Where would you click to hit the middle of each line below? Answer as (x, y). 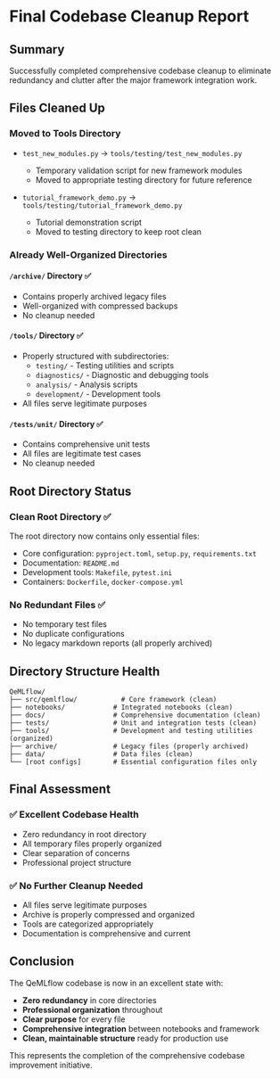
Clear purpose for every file (74, 1019)
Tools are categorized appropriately (88, 924)
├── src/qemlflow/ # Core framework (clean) (113, 700)
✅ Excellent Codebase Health (74, 815)
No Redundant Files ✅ (58, 605)
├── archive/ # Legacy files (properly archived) (129, 746)
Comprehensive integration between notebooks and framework (141, 1028)
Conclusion (42, 962)
